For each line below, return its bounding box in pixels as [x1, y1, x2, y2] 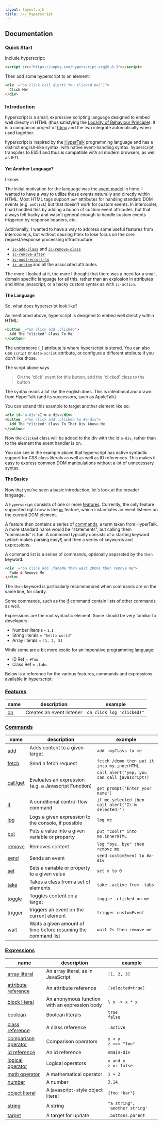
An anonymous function [46, 996, 101, 1003]
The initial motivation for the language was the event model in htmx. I [5, 186, 143, 192]
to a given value [29, 870, 65, 877]
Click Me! [9, 87, 29, 92]
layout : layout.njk [5, 7, 45, 12]
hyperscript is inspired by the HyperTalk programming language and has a [5, 139, 153, 145]
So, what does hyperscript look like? [5, 303, 78, 309]
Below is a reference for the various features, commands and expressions [5, 671, 153, 677]
